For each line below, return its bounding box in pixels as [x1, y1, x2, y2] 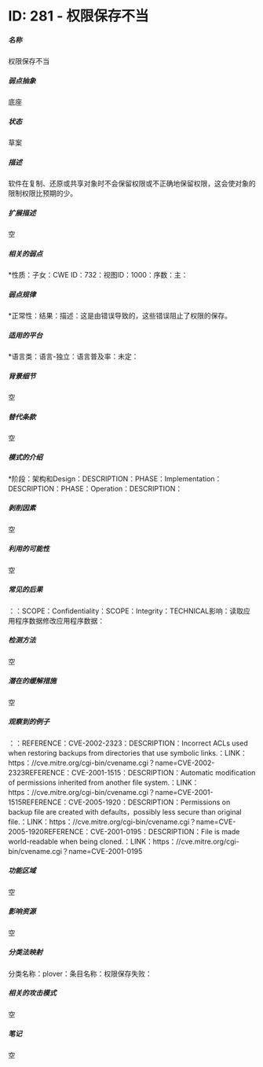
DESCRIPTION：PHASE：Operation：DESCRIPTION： [8, 484, 183, 493]
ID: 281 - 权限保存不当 [8, 7, 149, 25]
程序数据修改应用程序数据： [14, 616, 104, 625]
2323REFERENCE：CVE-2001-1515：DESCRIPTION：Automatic [8, 767, 214, 777]
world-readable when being [8, 837, 98, 846]
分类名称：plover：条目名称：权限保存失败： [8, 969, 153, 978]
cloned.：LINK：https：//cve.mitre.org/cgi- [99, 837, 239, 846]
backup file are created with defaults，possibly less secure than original [8, 807, 242, 816]
